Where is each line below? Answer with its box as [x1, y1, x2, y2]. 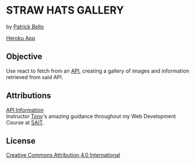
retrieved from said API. [6, 73, 63, 80]
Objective [6, 51, 43, 62]
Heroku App [6, 34, 35, 41]
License [6, 136, 36, 146]
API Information [6, 106, 44, 113]
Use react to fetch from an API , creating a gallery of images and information [6, 67, 190, 74]
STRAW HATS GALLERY [6, 4, 125, 17]
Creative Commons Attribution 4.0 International [6, 152, 120, 159]
